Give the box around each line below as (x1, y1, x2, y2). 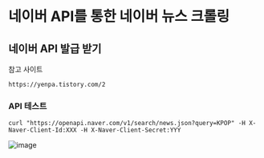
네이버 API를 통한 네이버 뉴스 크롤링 (8, 7, 230, 26)
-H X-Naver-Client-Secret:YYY (79, 126, 181, 135)
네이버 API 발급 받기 (8, 42, 102, 55)
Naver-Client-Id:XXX (8, 126, 78, 135)
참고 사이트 (8, 65, 43, 74)
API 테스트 (8, 100, 47, 111)
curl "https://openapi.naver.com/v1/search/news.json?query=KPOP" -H (8, 120, 246, 128)
